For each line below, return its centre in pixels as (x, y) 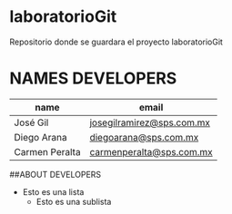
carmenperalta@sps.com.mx (151, 151)
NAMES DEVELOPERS (93, 78)
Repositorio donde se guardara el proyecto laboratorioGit (116, 42)
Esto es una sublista (74, 201)
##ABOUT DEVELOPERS (55, 174)
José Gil (31, 122)
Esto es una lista (53, 191)
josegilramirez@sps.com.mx (150, 122)
